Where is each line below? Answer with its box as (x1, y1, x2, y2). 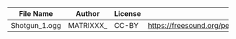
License (114, 9, 142, 18)
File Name (18, 9, 53, 18)
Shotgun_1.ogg (11, 21, 62, 30)
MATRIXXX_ (67, 21, 107, 30)
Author (75, 9, 100, 18)
